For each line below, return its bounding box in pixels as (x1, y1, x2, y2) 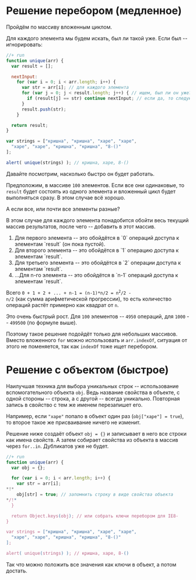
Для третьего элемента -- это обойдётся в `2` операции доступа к (14, 259, 181, 266)
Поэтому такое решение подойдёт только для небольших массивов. (6, 330, 178, 337)
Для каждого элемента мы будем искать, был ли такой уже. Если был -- (6, 34, 188, 42)
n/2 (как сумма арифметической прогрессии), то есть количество (6, 295, 172, 302)
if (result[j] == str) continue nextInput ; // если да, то (27, 95, 174, 102)
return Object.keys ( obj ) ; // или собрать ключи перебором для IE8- (11, 513, 179, 519)
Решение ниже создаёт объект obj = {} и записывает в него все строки (6, 430, 187, 437)
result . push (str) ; (21, 106, 66, 112)
